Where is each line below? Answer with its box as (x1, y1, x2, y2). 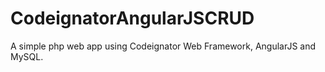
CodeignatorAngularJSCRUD (10, 7, 255, 30)
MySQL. (10, 50, 44, 62)
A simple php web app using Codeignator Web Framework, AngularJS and (10, 40, 317, 52)
